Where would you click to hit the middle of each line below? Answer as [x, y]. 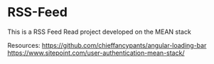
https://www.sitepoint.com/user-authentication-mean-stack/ [96, 53]
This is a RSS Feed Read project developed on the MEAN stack [100, 32]
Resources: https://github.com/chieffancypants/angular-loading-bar [107, 45]
